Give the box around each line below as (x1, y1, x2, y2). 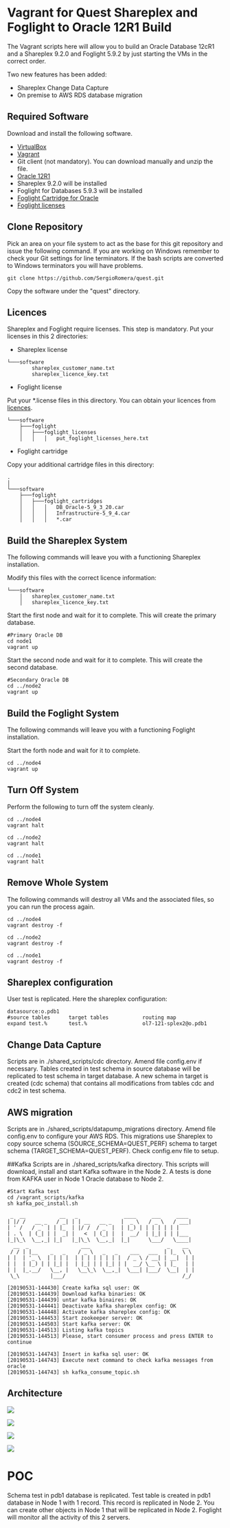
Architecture (7, 1387, 63, 1399)
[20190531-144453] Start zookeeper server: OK (7, 1314, 143, 1322)
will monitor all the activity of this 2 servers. (7, 1513, 130, 1521)
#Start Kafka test (7, 1188, 60, 1195)
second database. (7, 663, 58, 672)
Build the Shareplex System (7, 535, 128, 546)
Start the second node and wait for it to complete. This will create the (7, 656, 203, 664)
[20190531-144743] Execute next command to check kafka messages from (7, 1357, 214, 1364)
